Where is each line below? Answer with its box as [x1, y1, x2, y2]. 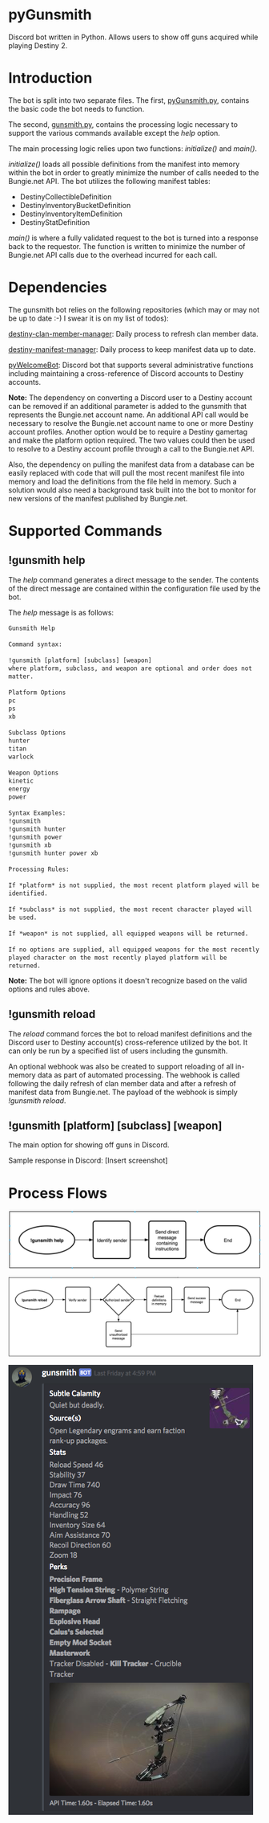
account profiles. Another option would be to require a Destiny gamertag [8, 427, 248, 436]
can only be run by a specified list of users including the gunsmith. [8, 1046, 228, 1056]
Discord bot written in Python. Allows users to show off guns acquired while [8, 32, 259, 42]
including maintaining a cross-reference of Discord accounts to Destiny [8, 368, 244, 378]
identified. [8, 889, 48, 897]
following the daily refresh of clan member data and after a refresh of [8, 1078, 237, 1088]
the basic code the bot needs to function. [8, 104, 145, 113]
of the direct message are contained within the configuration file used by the [8, 583, 262, 593]
